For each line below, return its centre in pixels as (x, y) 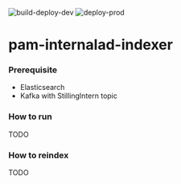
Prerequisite (33, 70)
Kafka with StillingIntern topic (69, 96)
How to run (30, 117)
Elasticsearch (42, 88)
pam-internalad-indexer (90, 45)
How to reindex (39, 155)
